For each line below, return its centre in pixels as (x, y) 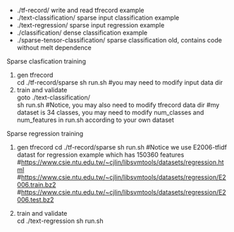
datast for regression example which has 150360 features (100, 155)
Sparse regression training (45, 134)
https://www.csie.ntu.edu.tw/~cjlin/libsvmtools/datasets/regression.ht (122, 162)
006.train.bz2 (36, 185)
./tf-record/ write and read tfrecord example (80, 10)
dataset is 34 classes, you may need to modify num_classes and (110, 112)
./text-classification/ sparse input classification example (98, 18)
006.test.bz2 (35, 200)
